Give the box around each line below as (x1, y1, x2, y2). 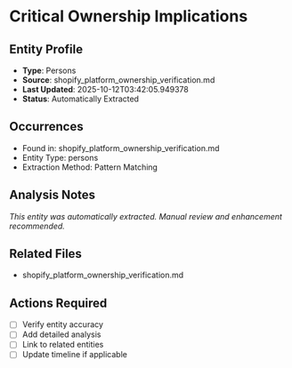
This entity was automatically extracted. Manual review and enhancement (9, 211, 283, 221)
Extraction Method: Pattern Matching (21, 162, 158, 172)
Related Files (9, 246, 83, 261)
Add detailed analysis (21, 329, 101, 340)
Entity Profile (9, 42, 83, 57)
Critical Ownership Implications (9, 6, 248, 27)
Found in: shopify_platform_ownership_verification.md (21, 142, 220, 153)
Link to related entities (21, 340, 104, 350)
